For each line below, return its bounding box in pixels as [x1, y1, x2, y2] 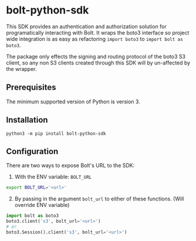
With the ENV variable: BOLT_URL [14, 174, 92, 181]
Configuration [6, 146, 59, 156]
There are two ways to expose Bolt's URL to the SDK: [6, 162, 135, 169]
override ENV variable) [14, 202, 70, 209]
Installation [6, 115, 48, 125]
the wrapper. [6, 65, 37, 72]
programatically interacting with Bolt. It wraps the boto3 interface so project [6, 29, 190, 36]
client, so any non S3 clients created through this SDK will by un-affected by [6, 59, 191, 66]
